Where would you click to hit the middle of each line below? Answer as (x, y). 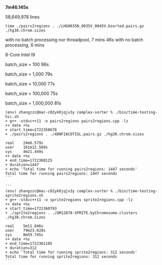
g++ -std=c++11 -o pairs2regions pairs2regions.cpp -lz (69, 121)
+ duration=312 (21, 248)
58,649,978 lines (22, 17)
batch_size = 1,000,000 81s (33, 103)
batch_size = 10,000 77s (30, 84)
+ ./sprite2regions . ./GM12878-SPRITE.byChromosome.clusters (71, 213)
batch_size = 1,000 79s (29, 74)
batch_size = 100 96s (27, 64)
